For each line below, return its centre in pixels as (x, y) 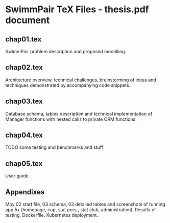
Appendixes (25, 192)
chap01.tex (23, 39)
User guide (17, 176)
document (28, 20)
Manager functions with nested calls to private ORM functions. (71, 119)
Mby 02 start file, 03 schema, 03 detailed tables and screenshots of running (85, 204)
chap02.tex (24, 68)
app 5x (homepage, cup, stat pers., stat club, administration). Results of (81, 210)
